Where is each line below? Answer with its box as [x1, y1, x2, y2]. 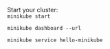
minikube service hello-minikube [7, 37, 103, 44]
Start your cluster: [7, 6, 58, 14]
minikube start [7, 13, 51, 20]
